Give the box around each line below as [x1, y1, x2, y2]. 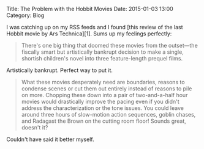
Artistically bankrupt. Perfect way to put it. [6, 67, 113, 74]
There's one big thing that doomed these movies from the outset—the [21, 42, 198, 49]
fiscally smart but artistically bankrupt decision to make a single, [21, 48, 184, 56]
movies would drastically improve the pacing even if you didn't [21, 98, 179, 105]
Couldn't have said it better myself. [6, 136, 94, 143]
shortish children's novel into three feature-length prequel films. [21, 55, 183, 62]
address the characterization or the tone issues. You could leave [21, 104, 184, 112]
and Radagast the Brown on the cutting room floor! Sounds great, [21, 117, 187, 125]
